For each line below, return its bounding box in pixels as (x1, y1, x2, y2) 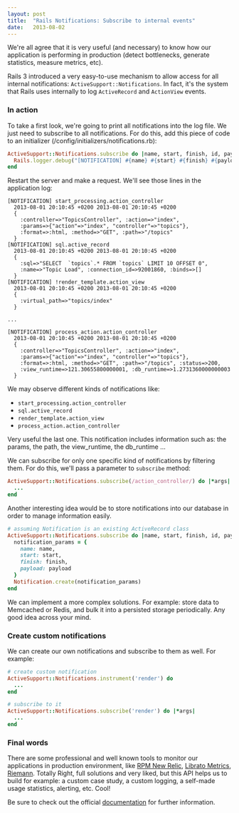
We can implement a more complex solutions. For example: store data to (7, 598, 219, 606)
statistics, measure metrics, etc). (7, 58, 103, 67)
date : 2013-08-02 (7, 24, 65, 31)
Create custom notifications (7, 631, 107, 641)
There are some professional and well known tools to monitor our (7, 754, 198, 762)
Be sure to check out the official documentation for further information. (7, 798, 216, 807)
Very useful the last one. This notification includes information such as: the (7, 435, 227, 444)
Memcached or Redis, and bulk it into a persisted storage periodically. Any (7, 605, 225, 613)
